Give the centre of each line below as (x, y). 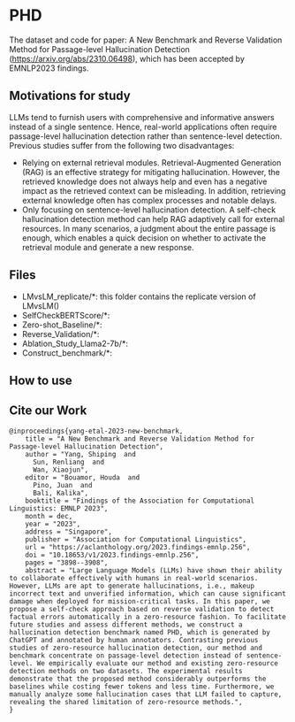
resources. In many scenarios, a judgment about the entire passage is (149, 228)
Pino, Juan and (62, 485)
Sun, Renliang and (68, 462)
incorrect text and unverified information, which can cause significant (148, 594)
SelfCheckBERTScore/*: (66, 315)
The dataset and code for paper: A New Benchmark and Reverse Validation (146, 40)
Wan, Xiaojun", (61, 470)
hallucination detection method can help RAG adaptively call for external (153, 219)
